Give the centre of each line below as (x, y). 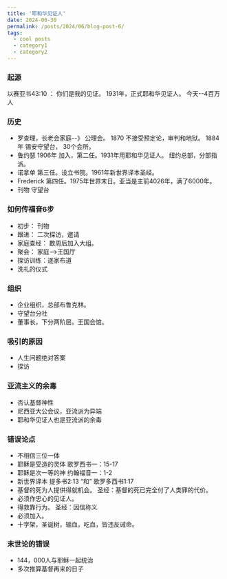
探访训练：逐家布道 (44, 260)
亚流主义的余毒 (32, 386)
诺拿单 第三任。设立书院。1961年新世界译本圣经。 (87, 172)
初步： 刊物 (33, 225)
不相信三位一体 (38, 455)
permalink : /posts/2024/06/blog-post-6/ (66, 26)
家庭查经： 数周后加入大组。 (57, 243)
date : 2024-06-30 (32, 20)
